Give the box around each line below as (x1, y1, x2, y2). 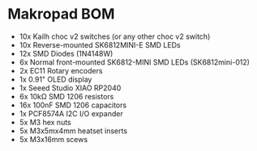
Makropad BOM (7, 5, 115, 23)
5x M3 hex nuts (19, 117, 72, 127)
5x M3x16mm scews (19, 134, 88, 144)
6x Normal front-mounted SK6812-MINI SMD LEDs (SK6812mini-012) (19, 57, 251, 67)
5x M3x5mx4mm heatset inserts (19, 126, 127, 136)
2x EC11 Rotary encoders (19, 65, 103, 75)
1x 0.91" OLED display (19, 74, 92, 84)
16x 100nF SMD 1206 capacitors (19, 100, 127, 110)
